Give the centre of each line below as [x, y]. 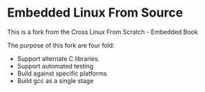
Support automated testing [55, 66]
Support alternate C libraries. [58, 58]
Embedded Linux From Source [95, 13]
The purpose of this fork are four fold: [61, 45]
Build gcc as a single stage [55, 80]
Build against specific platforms [62, 73]
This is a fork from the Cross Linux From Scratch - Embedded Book [102, 32]
